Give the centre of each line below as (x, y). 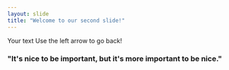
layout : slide (28, 14)
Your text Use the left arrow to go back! (65, 40)
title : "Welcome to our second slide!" (66, 21)
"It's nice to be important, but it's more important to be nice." (115, 59)
